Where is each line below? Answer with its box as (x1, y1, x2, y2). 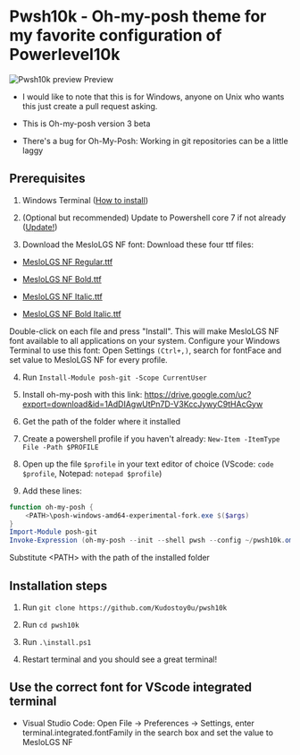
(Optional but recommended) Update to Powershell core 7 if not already (21, 212, 287, 223)
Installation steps (9, 578, 108, 593)
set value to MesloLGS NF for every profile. (9, 354, 168, 365)
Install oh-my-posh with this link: (21, 389, 143, 399)
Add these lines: (21, 485, 82, 496)
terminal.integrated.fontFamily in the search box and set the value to (21, 727, 274, 738)
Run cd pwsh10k (21, 619, 79, 630)
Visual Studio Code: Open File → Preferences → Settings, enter (21, 717, 254, 728)
